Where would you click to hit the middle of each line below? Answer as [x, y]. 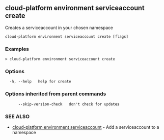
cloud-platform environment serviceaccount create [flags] [67, 36]
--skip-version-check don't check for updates [69, 104]
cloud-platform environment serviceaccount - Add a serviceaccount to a [86, 127]
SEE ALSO [17, 116]
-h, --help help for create [40, 82]
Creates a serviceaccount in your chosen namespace [59, 28]
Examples [17, 49]
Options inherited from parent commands [56, 94]
